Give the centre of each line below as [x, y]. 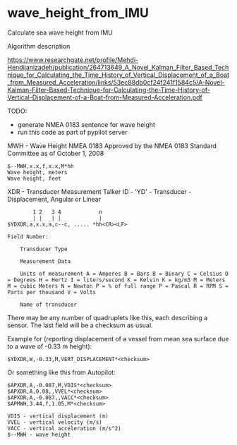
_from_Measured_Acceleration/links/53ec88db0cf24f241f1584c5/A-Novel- [116, 82]
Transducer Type [44, 249]
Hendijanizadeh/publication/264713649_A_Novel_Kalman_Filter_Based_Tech [118, 67]
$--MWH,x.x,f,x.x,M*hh [41, 166]
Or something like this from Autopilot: [61, 372]
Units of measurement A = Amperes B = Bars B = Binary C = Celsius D [124, 274]
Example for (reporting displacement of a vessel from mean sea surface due [118, 339]
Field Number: [28, 237]
